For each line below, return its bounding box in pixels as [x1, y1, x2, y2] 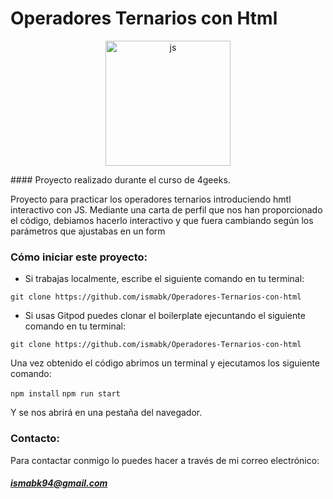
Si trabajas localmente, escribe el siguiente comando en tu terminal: [24, 273, 305, 285]
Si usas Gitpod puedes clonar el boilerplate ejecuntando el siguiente [24, 310, 306, 322]
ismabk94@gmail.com [10, 477, 108, 489]
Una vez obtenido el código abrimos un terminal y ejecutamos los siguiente [10, 357, 321, 369]
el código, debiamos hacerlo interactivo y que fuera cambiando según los [10, 214, 314, 226]
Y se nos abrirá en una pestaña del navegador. [10, 407, 203, 419]
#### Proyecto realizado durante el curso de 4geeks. [10, 173, 231, 186]
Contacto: [10, 432, 60, 446]
